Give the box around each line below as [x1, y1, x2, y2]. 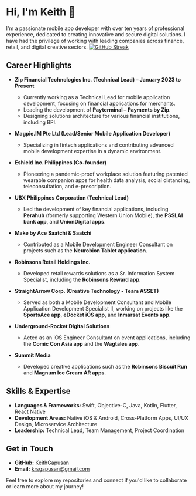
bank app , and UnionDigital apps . [23, 218, 106, 225]
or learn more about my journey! [6, 483, 84, 490]
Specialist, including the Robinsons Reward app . [23, 276, 142, 283]
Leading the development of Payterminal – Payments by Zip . [23, 106, 171, 113]
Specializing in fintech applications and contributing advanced [23, 141, 174, 149]
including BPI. [23, 119, 57, 126]
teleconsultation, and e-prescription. [23, 183, 112, 190]
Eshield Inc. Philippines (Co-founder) [14, 158, 107, 166]
